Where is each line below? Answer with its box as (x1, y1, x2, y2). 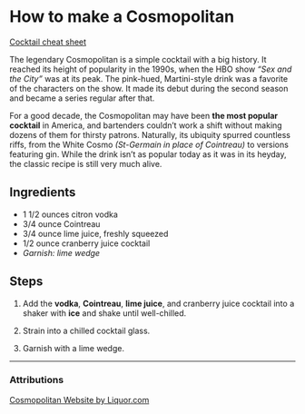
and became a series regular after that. (9, 93, 155, 103)
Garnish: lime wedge (22, 247, 101, 258)
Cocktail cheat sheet (9, 36, 87, 47)
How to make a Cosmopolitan (9, 6, 234, 27)
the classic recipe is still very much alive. (9, 158, 162, 169)
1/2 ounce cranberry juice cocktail (22, 238, 151, 249)
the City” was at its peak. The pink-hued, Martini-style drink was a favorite (9, 73, 289, 84)
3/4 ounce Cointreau (22, 218, 101, 229)
